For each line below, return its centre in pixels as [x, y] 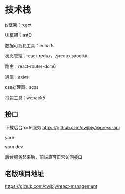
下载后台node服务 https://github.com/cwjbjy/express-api [62, 127]
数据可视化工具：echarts [30, 45]
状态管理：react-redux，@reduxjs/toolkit [46, 56]
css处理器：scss [22, 87]
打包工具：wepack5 [25, 97]
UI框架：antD [18, 35]
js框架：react [18, 25]
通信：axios [17, 77]
